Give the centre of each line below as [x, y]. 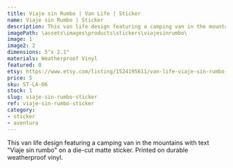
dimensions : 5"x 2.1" [38, 53]
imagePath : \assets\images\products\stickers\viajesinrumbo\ [97, 33]
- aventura [23, 123]
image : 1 [20, 39]
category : [21, 110]
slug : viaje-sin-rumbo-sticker [52, 97]
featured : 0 [24, 65]
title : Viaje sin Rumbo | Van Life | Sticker [74, 13]
